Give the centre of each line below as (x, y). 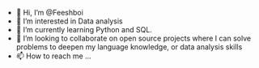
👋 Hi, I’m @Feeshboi (49, 13)
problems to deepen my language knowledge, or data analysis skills (129, 47)
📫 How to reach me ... (53, 56)
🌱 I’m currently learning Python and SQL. (84, 30)
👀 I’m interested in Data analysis (69, 21)
